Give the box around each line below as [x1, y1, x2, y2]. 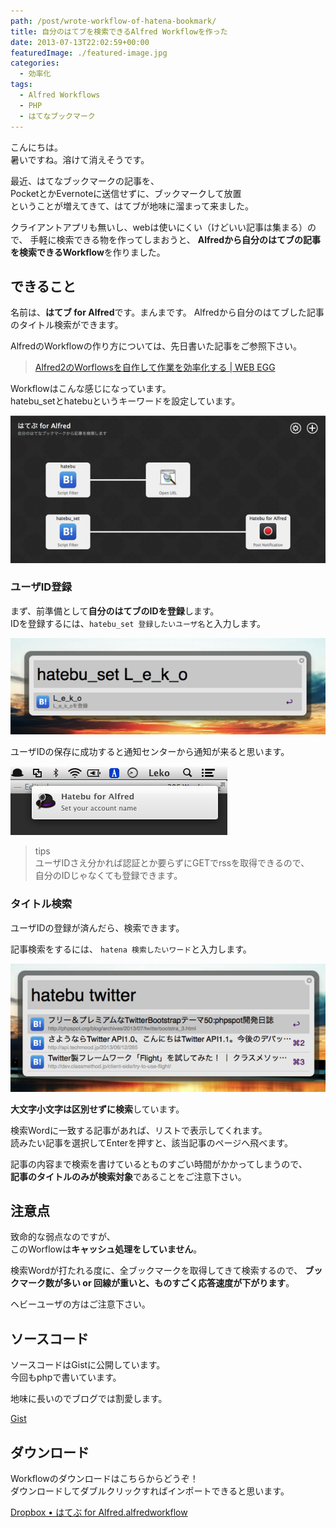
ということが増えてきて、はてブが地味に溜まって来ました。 [10, 200, 254, 212]
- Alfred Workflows [19, 90, 101, 100]
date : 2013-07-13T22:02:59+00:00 [10, 37, 150, 47]
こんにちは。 [10, 141, 63, 153]
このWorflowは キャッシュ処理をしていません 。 [10, 1243, 203, 1255]
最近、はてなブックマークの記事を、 [10, 175, 160, 187]
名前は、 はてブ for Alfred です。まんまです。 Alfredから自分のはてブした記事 [10, 306, 325, 319]
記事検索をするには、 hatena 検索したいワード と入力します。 [10, 943, 252, 955]
